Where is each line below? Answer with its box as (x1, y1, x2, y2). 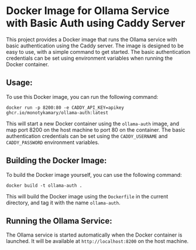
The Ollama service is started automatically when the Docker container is (6, 231, 183, 238)
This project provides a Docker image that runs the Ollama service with (6, 36, 177, 43)
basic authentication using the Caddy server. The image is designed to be (6, 42, 184, 49)
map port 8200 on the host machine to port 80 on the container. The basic (6, 126, 185, 133)
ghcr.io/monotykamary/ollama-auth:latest (6, 109, 109, 115)
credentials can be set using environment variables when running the (6, 54, 173, 61)
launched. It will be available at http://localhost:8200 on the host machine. (6, 238, 189, 245)
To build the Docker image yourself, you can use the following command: (6, 171, 183, 178)
